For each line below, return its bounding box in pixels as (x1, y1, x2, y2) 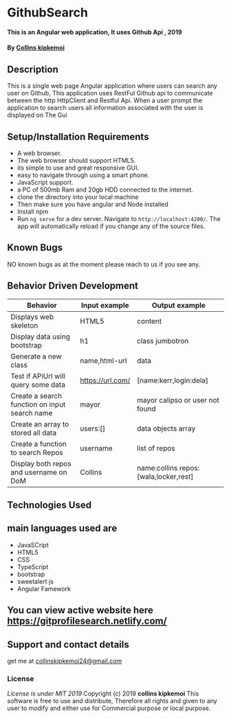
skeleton (10, 321, 38, 330)
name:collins (137, 463, 178, 472)
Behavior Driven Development (7, 280, 139, 292)
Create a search (10, 391, 63, 400)
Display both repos (10, 459, 71, 468)
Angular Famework (16, 584, 71, 593)
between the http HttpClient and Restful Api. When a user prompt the (7, 96, 203, 104)
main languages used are (7, 523, 118, 534)
